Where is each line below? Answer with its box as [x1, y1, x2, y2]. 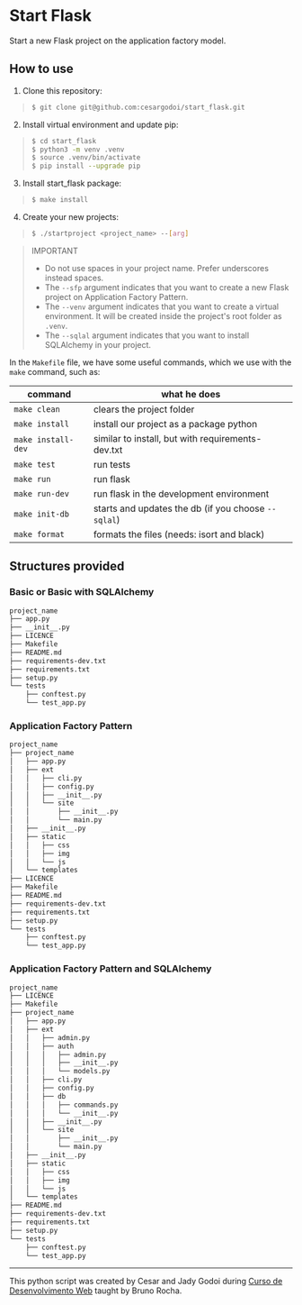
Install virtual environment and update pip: [22, 119, 179, 130]
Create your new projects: [22, 212, 120, 222]
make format [13, 529, 66, 539]
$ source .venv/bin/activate [31, 153, 141, 162]
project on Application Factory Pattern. [44, 291, 189, 302]
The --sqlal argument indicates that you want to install [44, 330, 250, 341]
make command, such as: [9, 366, 101, 377]
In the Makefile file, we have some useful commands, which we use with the [9, 357, 292, 368]
